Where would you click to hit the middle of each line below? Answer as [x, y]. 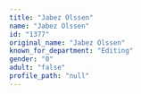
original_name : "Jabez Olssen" [67, 43]
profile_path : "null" [50, 76]
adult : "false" [37, 68]
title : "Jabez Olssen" [51, 17]
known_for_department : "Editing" [71, 51]
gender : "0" [31, 59]
